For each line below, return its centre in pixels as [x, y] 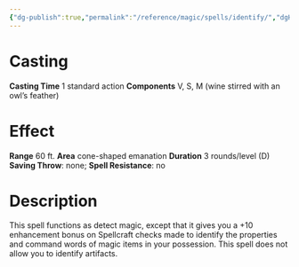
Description [53, 201]
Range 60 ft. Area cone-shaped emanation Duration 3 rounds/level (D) [140, 155]
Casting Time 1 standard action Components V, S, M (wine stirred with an [145, 86]
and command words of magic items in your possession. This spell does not [149, 244]
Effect [32, 131]
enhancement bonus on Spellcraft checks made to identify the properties [143, 235]
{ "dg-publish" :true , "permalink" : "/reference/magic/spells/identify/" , [143, 17]
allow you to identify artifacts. [64, 254]
